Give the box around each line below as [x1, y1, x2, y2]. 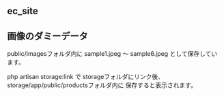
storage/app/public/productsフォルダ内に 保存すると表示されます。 [7, 81, 197, 89]
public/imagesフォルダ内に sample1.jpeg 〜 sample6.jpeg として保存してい [7, 50, 218, 58]
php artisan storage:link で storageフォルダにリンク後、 [7, 73, 165, 81]
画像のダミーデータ [7, 30, 88, 42]
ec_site [7, 5, 39, 17]
